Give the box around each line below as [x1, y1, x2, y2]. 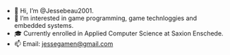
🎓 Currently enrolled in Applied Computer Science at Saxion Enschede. [13, 29, 224, 38]
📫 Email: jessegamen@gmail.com [13, 40, 114, 48]
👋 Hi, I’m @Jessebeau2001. [13, 7, 94, 15]
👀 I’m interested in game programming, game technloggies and [13, 14, 198, 22]
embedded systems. [13, 22, 74, 29]
